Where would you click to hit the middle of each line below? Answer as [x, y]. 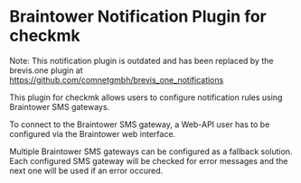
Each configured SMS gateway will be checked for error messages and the [149, 160]
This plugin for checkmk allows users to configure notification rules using [146, 97]
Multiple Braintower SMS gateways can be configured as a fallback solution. [151, 151]
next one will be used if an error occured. [86, 170]
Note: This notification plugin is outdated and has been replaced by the [141, 60]
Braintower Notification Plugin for [138, 17]
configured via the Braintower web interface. [93, 133]
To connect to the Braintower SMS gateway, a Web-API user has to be [140, 124]
